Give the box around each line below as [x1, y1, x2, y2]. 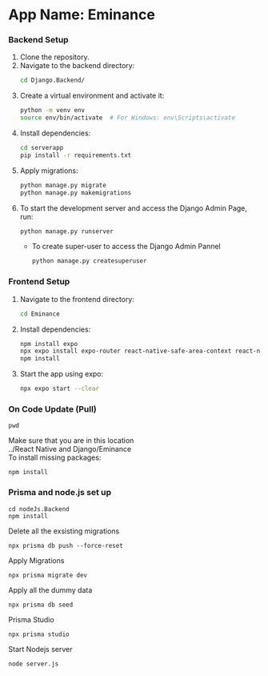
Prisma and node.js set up [8, 487, 112, 498]
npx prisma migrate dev [8, 571, 88, 579]
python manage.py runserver [19, 227, 114, 235]
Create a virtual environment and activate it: [19, 91, 165, 101]
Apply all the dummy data [8, 585, 93, 594]
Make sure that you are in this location [8, 436, 134, 445]
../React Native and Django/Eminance [8, 445, 132, 454]
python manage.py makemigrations [19, 188, 132, 197]
